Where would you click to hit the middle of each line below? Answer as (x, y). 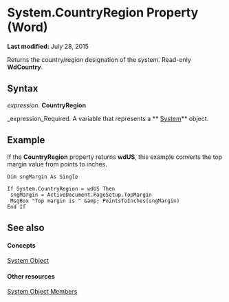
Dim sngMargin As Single (43, 177)
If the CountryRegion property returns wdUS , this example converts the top (115, 157)
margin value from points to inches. (57, 164)
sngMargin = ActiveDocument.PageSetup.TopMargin (81, 195)
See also (26, 227)
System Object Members (42, 292)
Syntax (23, 88)
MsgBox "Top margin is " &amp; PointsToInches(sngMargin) (95, 201)
